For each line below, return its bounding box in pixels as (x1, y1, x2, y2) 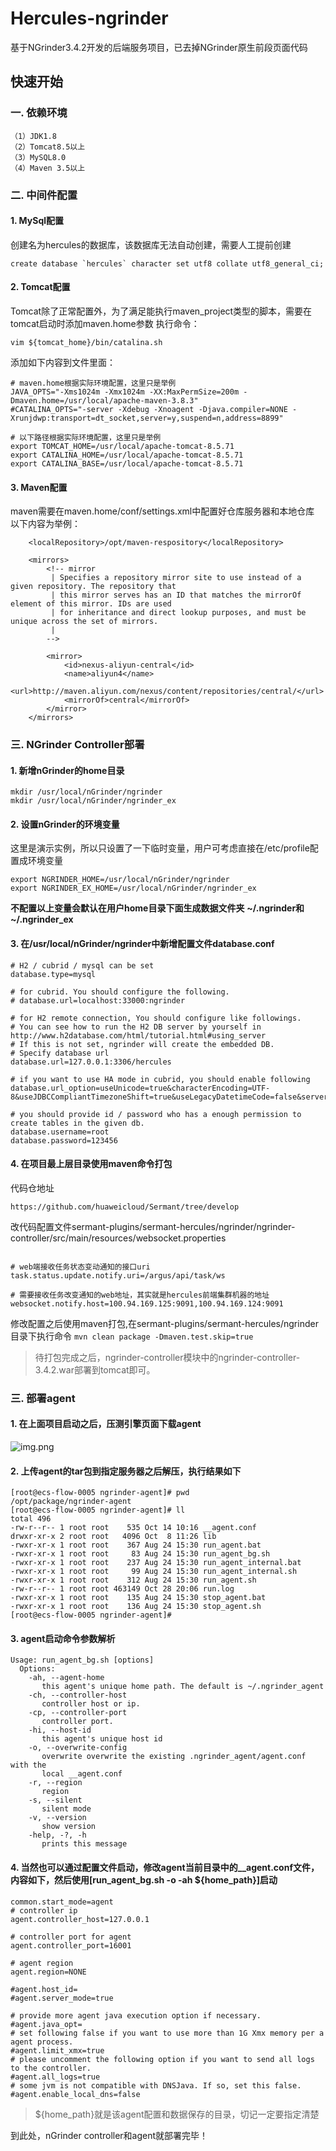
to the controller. (10, 2063, 92, 2073)
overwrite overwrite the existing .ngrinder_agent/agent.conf (41, 1752, 307, 1762)
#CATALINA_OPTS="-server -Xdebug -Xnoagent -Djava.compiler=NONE (10, 404, 288, 414)
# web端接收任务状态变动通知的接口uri (10, 1262, 151, 1272)
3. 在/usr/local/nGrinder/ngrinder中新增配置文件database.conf (10, 938, 275, 950)
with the (10, 1760, 47, 1771)
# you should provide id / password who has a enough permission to (10, 1109, 302, 1119)
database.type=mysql (10, 969, 97, 979)
